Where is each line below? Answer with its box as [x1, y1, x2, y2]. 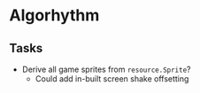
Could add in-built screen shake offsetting [35, 74, 189, 84]
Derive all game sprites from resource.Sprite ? [21, 64, 192, 74]
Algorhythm [9, 5, 100, 26]
